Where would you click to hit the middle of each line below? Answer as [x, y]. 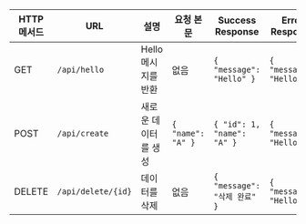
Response [237, 31]
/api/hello [81, 70]
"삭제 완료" [235, 196]
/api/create [83, 133]
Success [237, 20]
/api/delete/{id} [94, 192]
